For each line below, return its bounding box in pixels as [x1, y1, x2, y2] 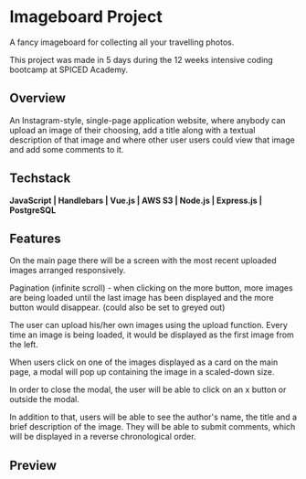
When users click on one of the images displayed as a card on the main [9, 357, 279, 367]
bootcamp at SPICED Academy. [9, 64, 129, 75]
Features [9, 230, 61, 246]
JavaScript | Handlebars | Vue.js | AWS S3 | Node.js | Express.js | [9, 195, 263, 206]
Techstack [9, 171, 71, 186]
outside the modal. [9, 394, 80, 405]
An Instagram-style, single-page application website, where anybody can [9, 114, 286, 125]
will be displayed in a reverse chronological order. [9, 431, 196, 442]
